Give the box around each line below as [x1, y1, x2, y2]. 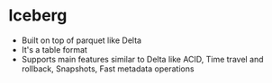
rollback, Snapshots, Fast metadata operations [21, 63, 195, 74]
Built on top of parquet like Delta [21, 35, 141, 46]
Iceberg [8, 5, 68, 26]
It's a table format [21, 44, 87, 54]
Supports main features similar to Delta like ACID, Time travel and [21, 54, 264, 64]
